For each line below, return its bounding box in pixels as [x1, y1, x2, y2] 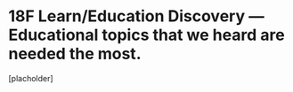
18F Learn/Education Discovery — [8, 6, 265, 27]
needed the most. [8, 44, 142, 64]
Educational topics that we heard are [8, 25, 286, 45]
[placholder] [8, 73, 54, 83]
